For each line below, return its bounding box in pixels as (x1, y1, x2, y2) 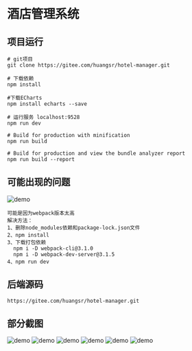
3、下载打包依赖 (7, 239, 47, 246)
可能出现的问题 (7, 176, 71, 188)
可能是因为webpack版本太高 (7, 209, 75, 217)
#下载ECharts (7, 94, 43, 101)
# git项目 (7, 56, 33, 63)
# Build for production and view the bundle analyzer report (7, 150, 186, 157)
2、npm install (7, 231, 49, 238)
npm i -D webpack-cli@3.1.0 (13, 245, 94, 252)
